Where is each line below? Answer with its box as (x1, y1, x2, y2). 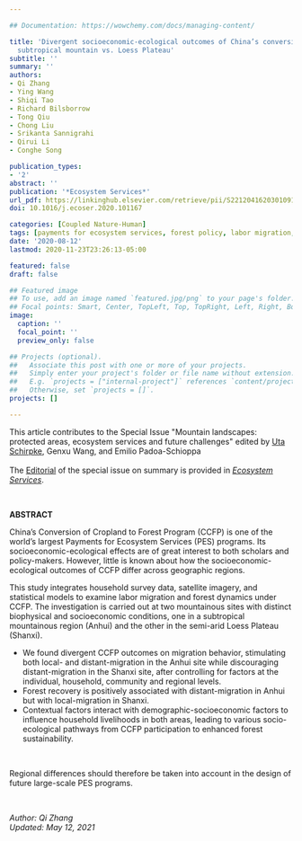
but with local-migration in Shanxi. (22, 695, 150, 705)
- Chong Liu (9, 120, 54, 130)
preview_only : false (17, 336, 94, 345)
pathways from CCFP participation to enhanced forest (62, 723, 263, 734)
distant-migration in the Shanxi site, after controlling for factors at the (22, 666, 279, 677)
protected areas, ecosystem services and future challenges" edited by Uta (9, 436, 286, 447)
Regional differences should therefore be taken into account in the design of (9, 767, 292, 778)
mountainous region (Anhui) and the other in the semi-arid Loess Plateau (9, 620, 280, 631)
